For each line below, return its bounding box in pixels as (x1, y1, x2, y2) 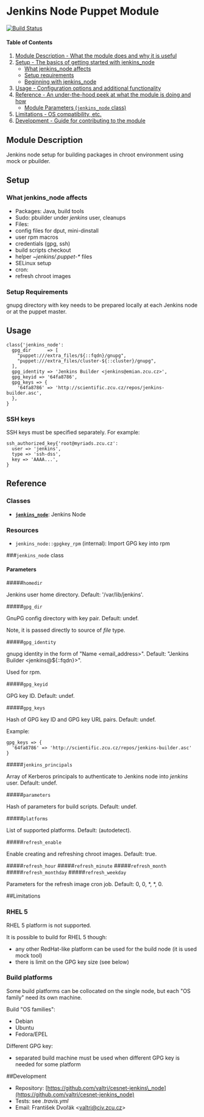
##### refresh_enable (6, 838, 62, 846)
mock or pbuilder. (6, 157, 51, 164)
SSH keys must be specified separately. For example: (6, 429, 140, 436)
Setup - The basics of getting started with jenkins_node (15, 59, 155, 66)
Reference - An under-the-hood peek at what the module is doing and (15, 91, 191, 98)
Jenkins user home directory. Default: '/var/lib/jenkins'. (6, 591, 144, 598)
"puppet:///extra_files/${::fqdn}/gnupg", (17, 353, 127, 359)
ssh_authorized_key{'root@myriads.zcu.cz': (6, 441, 119, 447)
